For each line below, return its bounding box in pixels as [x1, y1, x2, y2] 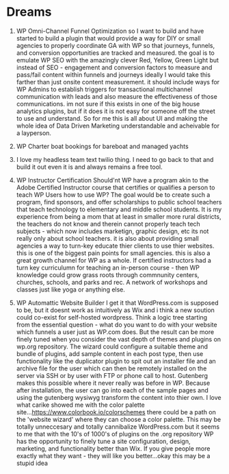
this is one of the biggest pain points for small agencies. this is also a [16, 248, 211, 257]
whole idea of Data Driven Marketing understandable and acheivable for [16, 121, 220, 130]
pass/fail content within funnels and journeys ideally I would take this [16, 70, 211, 79]
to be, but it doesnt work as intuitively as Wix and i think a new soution [16, 306, 215, 314]
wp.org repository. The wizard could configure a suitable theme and [16, 342, 208, 351]
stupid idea [16, 459, 49, 467]
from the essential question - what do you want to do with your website [16, 320, 217, 329]
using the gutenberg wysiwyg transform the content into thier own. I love [16, 393, 221, 401]
